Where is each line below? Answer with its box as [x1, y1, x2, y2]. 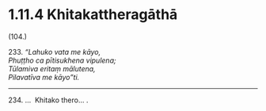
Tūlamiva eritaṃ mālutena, [8, 63, 97, 73]
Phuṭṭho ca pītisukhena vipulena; [8, 55, 116, 65]
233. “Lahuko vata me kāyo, [8, 47, 101, 56]
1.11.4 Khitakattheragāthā [8, 6, 178, 24]
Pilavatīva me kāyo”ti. [8, 72, 80, 82]
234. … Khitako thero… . [8, 95, 89, 105]
